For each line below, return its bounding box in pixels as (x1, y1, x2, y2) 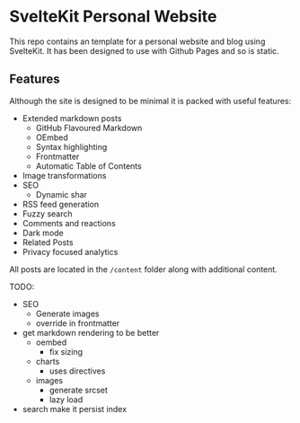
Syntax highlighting (35, 141, 108, 152)
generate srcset (49, 384, 108, 395)
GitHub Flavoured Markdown (35, 122, 143, 133)
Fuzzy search (22, 208, 74, 219)
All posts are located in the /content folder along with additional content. (9, 263, 278, 275)
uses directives (49, 366, 106, 376)
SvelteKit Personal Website (9, 6, 217, 27)
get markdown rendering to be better (22, 327, 160, 338)
